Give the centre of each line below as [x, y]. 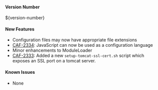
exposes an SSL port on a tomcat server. [54, 61]
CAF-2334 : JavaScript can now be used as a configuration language [82, 45]
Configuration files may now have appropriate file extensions [75, 40]
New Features [20, 29]
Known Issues [20, 72]
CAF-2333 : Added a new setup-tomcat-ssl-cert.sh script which [78, 56]
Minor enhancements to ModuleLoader [52, 50]
